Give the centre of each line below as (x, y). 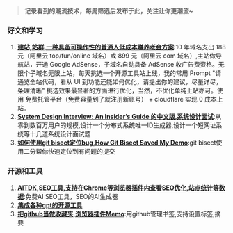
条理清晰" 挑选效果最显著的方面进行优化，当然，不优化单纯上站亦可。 (117, 90)
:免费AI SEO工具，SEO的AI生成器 (71, 196)
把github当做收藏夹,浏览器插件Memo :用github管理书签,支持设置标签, (116, 214)
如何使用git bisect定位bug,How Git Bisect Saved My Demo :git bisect (116, 143)
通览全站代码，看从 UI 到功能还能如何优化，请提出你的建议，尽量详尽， (120, 82)
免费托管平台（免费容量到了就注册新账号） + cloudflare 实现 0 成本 (121, 99)
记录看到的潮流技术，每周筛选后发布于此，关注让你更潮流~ (109, 11)
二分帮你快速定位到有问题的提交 (69, 152)
